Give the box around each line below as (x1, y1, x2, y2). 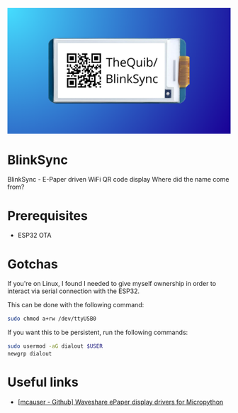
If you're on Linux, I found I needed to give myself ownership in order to (7, 280, 217, 288)
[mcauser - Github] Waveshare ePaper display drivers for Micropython (17, 397, 224, 406)
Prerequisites (7, 207, 89, 224)
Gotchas (7, 256, 59, 272)
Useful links (7, 374, 79, 390)
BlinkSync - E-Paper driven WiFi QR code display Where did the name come (7, 175, 229, 184)
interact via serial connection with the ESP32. (7, 287, 140, 295)
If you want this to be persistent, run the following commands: (7, 328, 188, 337)
